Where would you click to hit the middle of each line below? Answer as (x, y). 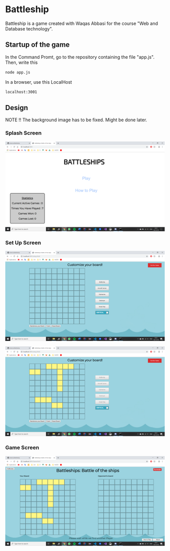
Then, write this (22, 62)
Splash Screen (24, 133)
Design (17, 108)
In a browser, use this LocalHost (39, 82)
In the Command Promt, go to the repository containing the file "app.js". (80, 57)
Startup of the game (37, 45)
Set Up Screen (23, 243)
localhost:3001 (21, 92)
